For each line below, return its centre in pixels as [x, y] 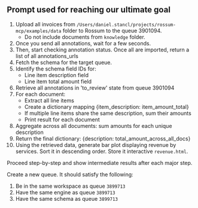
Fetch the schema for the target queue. [64, 62]
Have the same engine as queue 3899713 [65, 192]
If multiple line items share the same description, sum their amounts [108, 113]
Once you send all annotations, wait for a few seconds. [83, 43]
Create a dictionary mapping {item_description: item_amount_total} [106, 106]
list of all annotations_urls [47, 56]
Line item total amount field [58, 81]
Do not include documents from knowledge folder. [85, 37]
